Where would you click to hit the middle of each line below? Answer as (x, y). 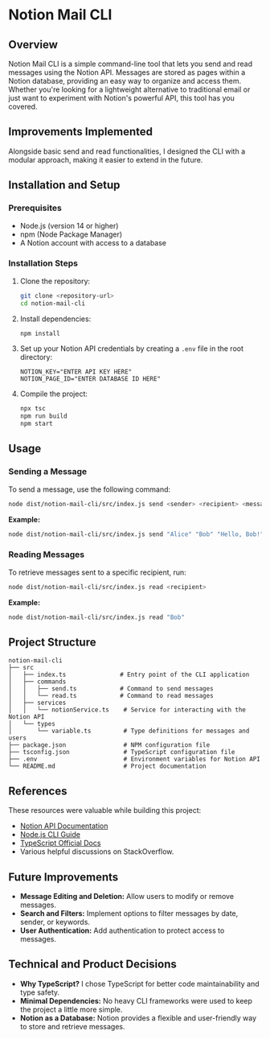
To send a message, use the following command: (90, 489)
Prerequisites (35, 208)
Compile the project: (54, 394)
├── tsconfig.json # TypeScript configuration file (122, 752)
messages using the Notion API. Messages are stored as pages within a (127, 72)
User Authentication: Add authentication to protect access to (122, 930)
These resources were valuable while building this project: (105, 810)
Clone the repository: (55, 281)
